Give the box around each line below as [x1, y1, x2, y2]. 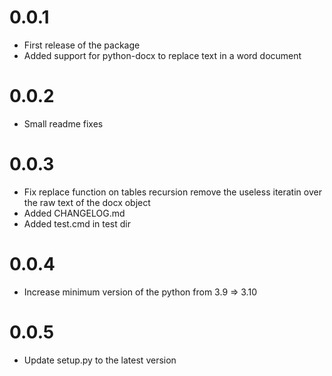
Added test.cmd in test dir [23, 217, 131, 230]
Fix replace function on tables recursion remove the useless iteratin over [23, 186, 322, 198]
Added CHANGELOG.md [23, 207, 126, 219]
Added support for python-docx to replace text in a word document [23, 49, 302, 61]
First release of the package [23, 39, 141, 51]
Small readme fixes [23, 117, 104, 130]
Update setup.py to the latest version [23, 354, 177, 366]
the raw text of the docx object [23, 196, 151, 208]
